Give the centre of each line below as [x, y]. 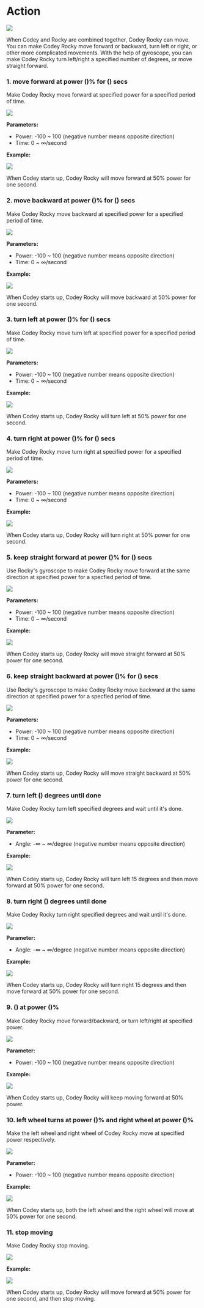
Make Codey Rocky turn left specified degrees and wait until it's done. [95, 809]
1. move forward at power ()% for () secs [67, 81]
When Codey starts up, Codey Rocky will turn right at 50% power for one [98, 535]
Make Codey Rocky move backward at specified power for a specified [95, 214]
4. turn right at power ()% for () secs [61, 438]
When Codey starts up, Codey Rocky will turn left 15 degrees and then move [102, 879]
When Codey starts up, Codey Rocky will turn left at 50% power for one [97, 416]
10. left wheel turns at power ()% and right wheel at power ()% [100, 1120]
